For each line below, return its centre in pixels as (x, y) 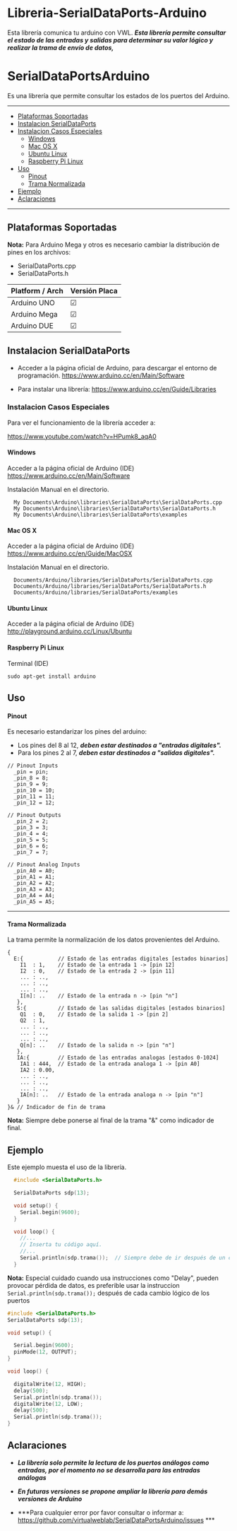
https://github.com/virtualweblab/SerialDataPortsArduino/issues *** (116, 1520)
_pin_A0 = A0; (34, 871)
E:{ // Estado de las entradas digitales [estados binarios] (121, 959)
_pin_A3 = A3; (34, 890)
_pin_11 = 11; (34, 797)
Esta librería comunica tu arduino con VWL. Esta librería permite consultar (117, 33)
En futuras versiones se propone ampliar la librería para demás (113, 1491)
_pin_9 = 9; (31, 785)
